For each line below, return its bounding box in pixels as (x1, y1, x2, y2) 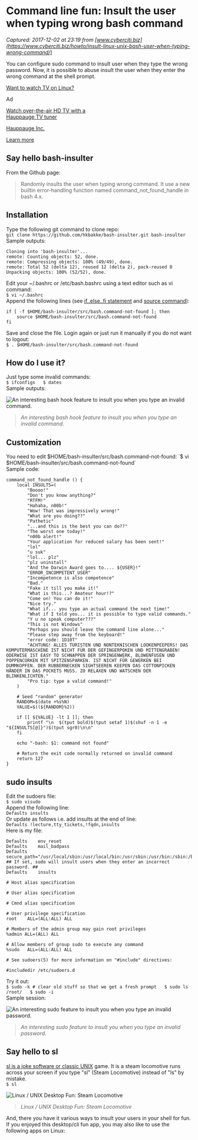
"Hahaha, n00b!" (27, 503, 67, 509)
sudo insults (6, 777, 52, 787)
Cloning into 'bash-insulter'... (6, 248, 88, 254)
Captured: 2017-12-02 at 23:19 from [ (6, 36, 97, 43)
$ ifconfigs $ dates (6, 379, 62, 386)
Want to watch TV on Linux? (6, 84, 75, 91)
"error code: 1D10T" (27, 637, 78, 643)
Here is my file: (6, 827, 43, 834)
